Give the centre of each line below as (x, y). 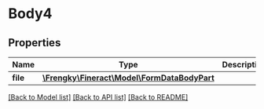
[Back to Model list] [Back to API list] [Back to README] (98, 97)
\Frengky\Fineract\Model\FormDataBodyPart (128, 78)
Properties (35, 43)
